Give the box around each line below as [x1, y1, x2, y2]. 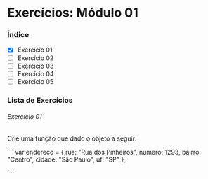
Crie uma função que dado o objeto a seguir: [7, 134, 137, 143]
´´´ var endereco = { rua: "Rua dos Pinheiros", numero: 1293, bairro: [7, 148, 202, 156]
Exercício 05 [17, 77, 54, 85]
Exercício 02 [17, 54, 54, 62]
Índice [7, 30, 30, 40]
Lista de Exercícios [7, 95, 73, 105]
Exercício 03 [17, 62, 54, 70]
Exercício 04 [17, 69, 54, 78]
